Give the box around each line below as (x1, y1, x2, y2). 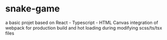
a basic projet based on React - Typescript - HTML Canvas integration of (5, 19, 158, 25)
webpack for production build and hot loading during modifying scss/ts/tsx (5, 24, 162, 30)
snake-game (5, 3, 60, 14)
